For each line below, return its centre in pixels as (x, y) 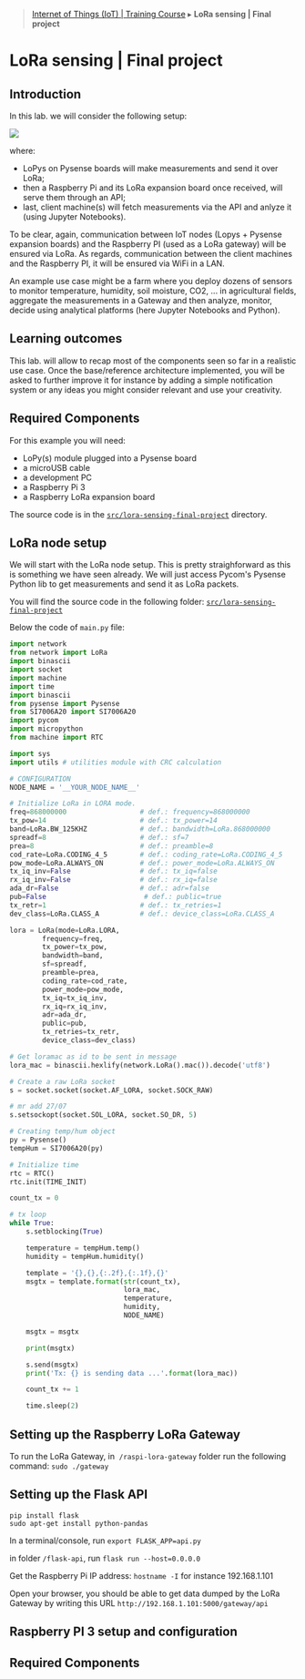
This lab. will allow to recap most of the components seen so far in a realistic (153, 361)
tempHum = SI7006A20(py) (56, 1148)
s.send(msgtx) (52, 1365)
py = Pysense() (38, 1140)
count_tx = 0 (34, 1198)
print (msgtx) (51, 1348)
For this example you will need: (67, 440)
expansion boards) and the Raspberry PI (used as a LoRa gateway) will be (148, 244)
